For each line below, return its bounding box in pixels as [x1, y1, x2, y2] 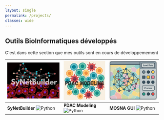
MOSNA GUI [109, 105, 135, 111]
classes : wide [5, 18, 34, 23]
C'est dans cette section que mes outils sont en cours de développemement [5, 50, 159, 56]
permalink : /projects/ [5, 13, 51, 18]
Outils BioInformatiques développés [5, 37, 117, 45]
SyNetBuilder [7, 105, 35, 111]
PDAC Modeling [63, 102, 97, 108]
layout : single [5, 8, 36, 13]
